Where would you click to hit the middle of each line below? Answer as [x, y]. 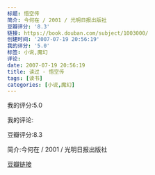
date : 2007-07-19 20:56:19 [46, 65]
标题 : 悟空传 [23, 14]
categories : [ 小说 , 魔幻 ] [41, 85]
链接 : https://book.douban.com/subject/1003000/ [78, 33]
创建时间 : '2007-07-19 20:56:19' [54, 40]
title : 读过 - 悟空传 [36, 72]
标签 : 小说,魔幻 [27, 53]
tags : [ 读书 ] [25, 78]
